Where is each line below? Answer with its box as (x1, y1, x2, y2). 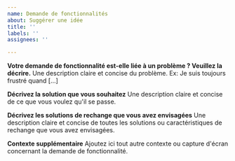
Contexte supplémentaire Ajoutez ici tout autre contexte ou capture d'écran (7, 139, 229, 148)
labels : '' (7, 29, 39, 37)
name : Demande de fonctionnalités (7, 10, 109, 17)
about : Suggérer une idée (7, 17, 83, 24)
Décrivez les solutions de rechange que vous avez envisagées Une (7, 111, 206, 120)
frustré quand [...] (7, 76, 58, 85)
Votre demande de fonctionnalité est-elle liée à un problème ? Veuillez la (7, 62, 222, 70)
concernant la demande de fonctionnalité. (7, 147, 128, 155)
